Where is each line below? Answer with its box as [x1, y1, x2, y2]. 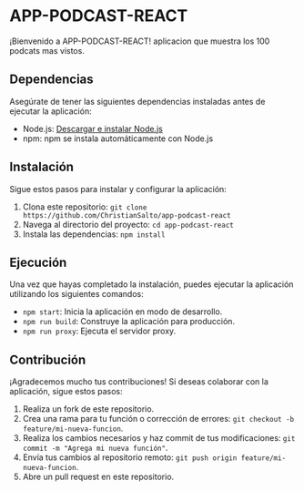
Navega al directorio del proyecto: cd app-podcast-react [22, 219, 235, 230]
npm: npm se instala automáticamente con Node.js [22, 133, 214, 144]
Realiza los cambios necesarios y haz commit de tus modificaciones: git [22, 433, 296, 444]
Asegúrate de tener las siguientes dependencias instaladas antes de [9, 96, 266, 107]
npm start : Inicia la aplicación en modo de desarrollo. [22, 306, 223, 317]
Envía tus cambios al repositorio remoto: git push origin [22, 452, 238, 463]
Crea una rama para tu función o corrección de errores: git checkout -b [22, 414, 294, 425]
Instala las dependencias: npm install [22, 229, 166, 240]
